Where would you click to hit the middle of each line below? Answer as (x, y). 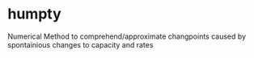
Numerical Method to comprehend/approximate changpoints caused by (127, 36)
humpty (34, 14)
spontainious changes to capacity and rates (80, 44)
